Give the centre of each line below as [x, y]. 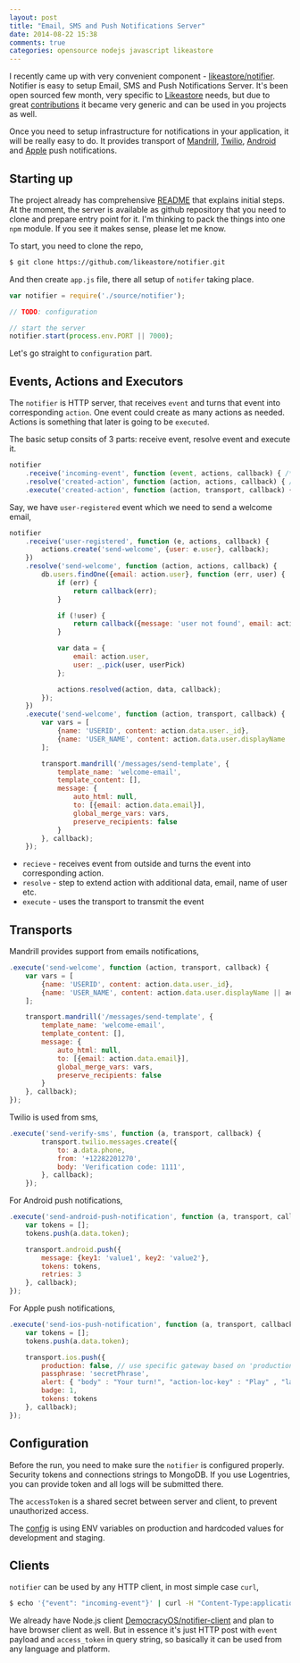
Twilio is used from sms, [54, 1117]
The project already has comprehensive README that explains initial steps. [147, 200]
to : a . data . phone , [91, 1150]
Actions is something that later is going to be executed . [109, 422]
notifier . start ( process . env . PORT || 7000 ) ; [92, 336]
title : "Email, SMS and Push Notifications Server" [107, 26]
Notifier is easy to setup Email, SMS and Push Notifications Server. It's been [149, 86]
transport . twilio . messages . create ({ [109, 1142]
